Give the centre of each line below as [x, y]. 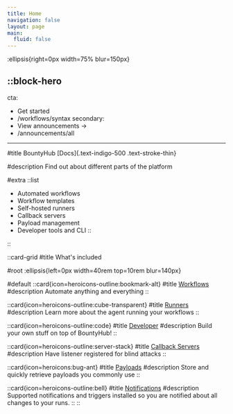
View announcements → [52, 126]
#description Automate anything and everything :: [78, 291]
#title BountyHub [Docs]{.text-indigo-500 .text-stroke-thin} [92, 153]
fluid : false [32, 40]
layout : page [26, 26]
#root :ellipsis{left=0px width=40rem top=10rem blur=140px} [94, 270]
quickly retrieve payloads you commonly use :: [74, 374]
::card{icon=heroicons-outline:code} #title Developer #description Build [110, 325]
